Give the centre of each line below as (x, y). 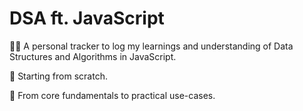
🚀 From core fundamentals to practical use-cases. (112, 95)
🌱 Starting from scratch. (58, 76)
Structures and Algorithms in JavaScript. (93, 56)
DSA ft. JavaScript (87, 18)
